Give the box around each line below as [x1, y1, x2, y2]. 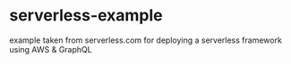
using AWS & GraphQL [9, 44, 92, 54]
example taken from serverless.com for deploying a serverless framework [9, 35, 282, 45]
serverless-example [9, 5, 163, 26]
